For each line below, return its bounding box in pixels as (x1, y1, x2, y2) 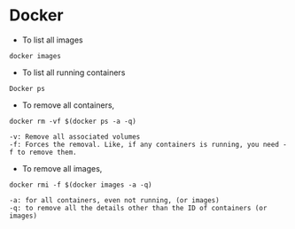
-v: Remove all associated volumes (9, 132, 141, 141)
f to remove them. (9, 148, 77, 156)
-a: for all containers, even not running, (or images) (9, 195, 220, 204)
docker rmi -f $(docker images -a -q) (9, 180, 152, 189)
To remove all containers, (21, 99, 115, 111)
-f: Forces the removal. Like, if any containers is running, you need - (9, 140, 288, 149)
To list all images (21, 34, 83, 45)
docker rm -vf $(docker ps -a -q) (9, 117, 137, 126)
